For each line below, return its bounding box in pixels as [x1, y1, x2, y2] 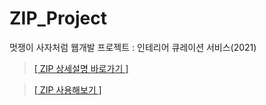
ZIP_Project [9, 7, 107, 30]
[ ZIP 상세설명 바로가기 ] [33, 62, 129, 74]
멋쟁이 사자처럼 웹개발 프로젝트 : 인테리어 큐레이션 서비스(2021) [9, 41, 257, 53]
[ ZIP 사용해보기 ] [33, 83, 102, 96]
